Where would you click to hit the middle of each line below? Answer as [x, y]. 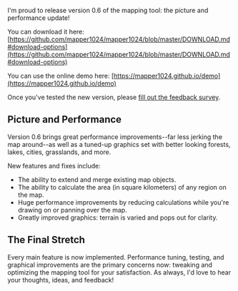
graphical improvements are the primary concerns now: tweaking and [110, 265]
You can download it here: [46, 32]
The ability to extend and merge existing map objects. [97, 179]
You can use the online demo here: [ [61, 76]
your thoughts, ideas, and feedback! [61, 280]
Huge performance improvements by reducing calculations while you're [123, 202]
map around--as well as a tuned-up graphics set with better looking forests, [119, 144]
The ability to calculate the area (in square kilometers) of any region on [122, 187]
